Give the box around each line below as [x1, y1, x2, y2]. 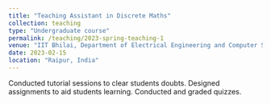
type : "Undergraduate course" [8, 26, 110, 34]
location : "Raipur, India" [8, 57, 99, 65]
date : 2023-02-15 [8, 49, 67, 57]
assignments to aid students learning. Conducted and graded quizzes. [8, 86, 242, 96]
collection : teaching [8, 19, 81, 27]
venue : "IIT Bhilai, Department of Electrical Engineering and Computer [8, 42, 258, 50]
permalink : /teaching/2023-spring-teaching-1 [8, 34, 164, 42]
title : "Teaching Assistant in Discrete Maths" [8, 11, 172, 20]
